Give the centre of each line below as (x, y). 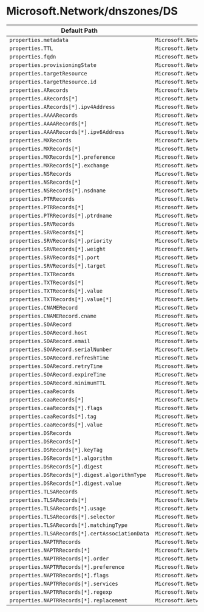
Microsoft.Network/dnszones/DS (92, 11)
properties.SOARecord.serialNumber (61, 349)
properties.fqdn (33, 57)
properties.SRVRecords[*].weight (58, 249)
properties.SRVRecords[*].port (55, 257)
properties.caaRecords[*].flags (56, 408)
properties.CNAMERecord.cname (53, 316)
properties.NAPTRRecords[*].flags (59, 575)
